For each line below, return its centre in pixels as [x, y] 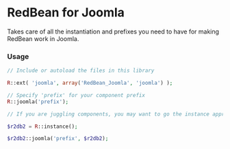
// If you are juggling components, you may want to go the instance [108, 114]
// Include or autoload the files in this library [81, 71]
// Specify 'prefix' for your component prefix [76, 95]
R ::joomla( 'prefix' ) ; [38, 101]
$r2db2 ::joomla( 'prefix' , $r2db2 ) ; [58, 139]
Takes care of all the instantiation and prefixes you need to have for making [113, 31]
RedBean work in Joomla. [43, 38]
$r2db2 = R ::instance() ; [42, 126]
